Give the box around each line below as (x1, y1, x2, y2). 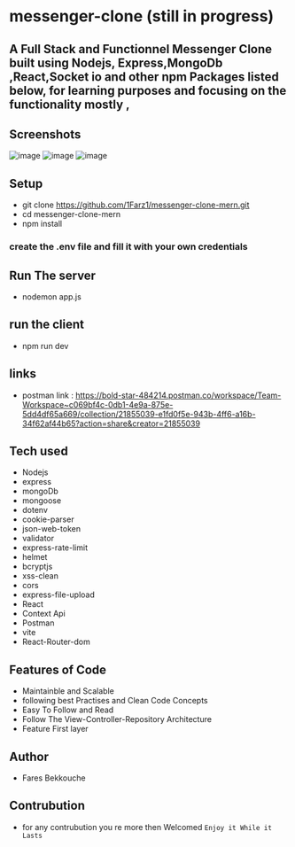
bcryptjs (21, 561, 53, 572)
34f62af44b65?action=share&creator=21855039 (21, 418, 201, 429)
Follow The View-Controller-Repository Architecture (21, 714, 213, 725)
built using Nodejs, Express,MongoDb (9, 55, 223, 70)
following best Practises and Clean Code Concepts (21, 695, 208, 706)
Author (9, 749, 49, 764)
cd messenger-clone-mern (21, 209, 121, 220)
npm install (21, 219, 63, 229)
